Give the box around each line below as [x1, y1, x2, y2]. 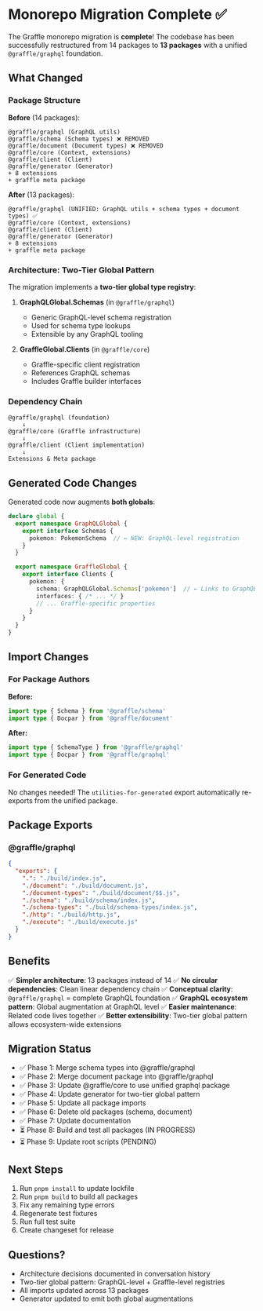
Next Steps [8, 1163, 63, 1176]
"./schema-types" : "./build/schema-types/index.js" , [22, 904, 198, 911]
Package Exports [8, 818, 93, 831]
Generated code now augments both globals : [8, 497, 155, 507]
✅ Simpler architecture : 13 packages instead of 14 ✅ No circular [8, 975, 218, 984]
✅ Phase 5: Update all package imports [19, 1098, 146, 1108]
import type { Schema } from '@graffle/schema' [8, 707, 167, 715]
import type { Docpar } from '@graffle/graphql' [8, 751, 170, 759]
